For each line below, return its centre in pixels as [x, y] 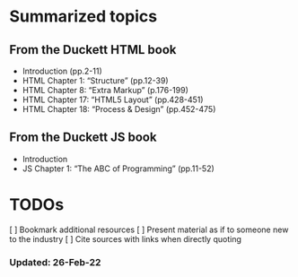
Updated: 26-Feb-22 [55, 262]
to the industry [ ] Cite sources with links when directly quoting [126, 238]
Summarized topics [83, 17]
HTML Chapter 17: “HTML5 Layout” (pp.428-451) [113, 100]
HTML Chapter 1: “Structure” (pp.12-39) [95, 81]
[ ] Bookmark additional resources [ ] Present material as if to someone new [149, 229]
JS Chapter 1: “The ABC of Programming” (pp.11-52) [118, 169]
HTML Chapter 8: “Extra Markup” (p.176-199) [105, 90]
